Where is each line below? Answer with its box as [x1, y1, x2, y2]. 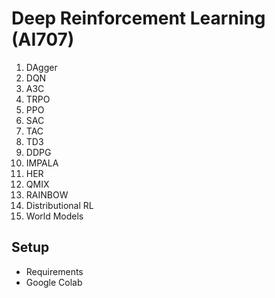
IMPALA [25, 157, 59, 169]
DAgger [25, 61, 58, 73]
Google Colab [25, 276, 83, 288]
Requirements [25, 265, 84, 277]
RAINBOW [25, 188, 69, 201]
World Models [25, 210, 84, 222]
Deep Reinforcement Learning [11, 7, 266, 30]
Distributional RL [25, 199, 94, 211]
